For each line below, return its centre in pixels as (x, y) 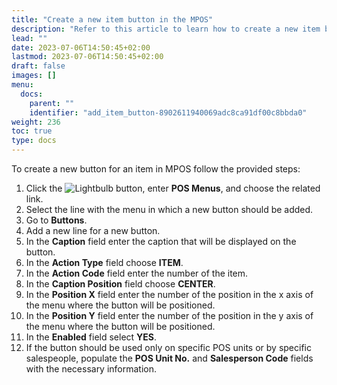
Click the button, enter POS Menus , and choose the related (173, 188)
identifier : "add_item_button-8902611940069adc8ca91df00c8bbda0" (168, 112)
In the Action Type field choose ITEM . (104, 262)
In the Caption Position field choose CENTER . (120, 284)
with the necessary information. (91, 369)
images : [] (34, 76)
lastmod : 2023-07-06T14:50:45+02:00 (87, 57)
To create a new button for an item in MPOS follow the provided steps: (156, 169)
